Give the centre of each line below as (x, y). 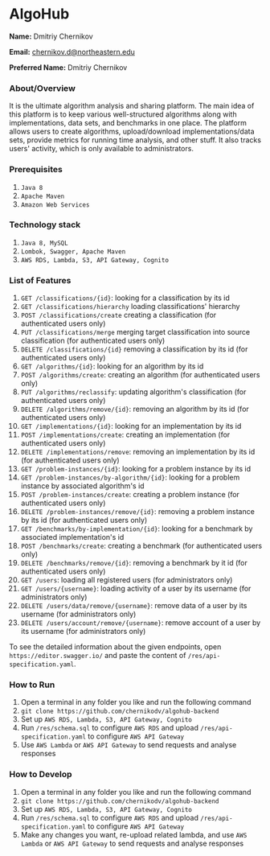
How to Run (32, 685)
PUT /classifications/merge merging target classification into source (135, 332)
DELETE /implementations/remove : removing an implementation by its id (138, 452)
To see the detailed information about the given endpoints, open (115, 647)
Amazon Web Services (55, 205)
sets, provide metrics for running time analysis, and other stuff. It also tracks (135, 140)
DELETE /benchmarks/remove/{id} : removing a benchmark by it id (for (134, 563)
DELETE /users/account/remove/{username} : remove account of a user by (141, 623)
